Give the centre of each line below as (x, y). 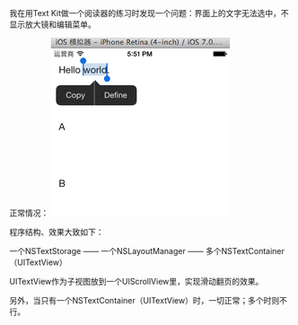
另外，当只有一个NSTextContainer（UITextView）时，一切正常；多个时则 (145, 300)
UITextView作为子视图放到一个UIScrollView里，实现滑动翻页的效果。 (136, 281)
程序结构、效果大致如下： (57, 232)
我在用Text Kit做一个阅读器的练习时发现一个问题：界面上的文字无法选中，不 (149, 13)
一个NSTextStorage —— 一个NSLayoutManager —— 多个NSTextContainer (147, 251)
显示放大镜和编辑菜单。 (53, 24)
